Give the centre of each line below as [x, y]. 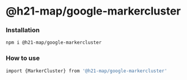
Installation [23, 30]
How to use [23, 58]
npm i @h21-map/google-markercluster [54, 43]
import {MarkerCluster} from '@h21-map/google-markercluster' [86, 71]
